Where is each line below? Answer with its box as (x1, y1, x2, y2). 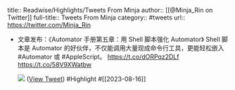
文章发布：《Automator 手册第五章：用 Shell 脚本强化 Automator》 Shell (17, 35, 220, 43)
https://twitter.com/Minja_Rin (7, 21, 91, 29)
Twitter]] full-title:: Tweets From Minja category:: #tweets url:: (7, 13, 185, 22)
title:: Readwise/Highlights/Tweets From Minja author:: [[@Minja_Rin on (7, 6, 213, 14)
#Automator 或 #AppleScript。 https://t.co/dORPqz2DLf (17, 52, 179, 61)
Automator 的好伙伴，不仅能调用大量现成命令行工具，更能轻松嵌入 (31, 44, 224, 52)
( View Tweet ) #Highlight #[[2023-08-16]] (26, 75, 146, 83)
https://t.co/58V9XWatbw (17, 61, 92, 68)
